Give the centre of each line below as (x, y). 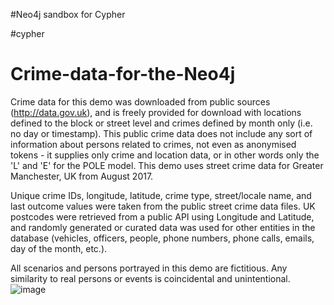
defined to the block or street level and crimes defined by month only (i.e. (161, 123)
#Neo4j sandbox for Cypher (68, 14)
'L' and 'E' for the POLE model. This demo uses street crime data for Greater (167, 165)
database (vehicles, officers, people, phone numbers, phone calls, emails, (162, 238)
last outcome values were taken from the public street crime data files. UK (163, 206)
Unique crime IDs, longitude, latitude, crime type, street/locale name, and (161, 195)
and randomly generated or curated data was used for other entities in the (163, 227)
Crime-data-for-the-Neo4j (123, 74)
